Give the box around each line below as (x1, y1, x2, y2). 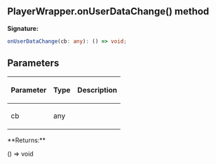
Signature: (7, 24, 39, 32)
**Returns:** (7, 136, 46, 144)
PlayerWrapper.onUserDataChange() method (7, 6, 210, 18)
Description (76, 85, 118, 95)
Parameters (7, 57, 60, 69)
